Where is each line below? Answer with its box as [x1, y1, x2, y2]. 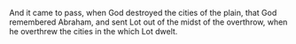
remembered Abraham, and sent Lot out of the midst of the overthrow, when [9, 17, 288, 27]
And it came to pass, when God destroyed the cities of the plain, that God [9, 8, 277, 18]
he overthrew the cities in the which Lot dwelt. [9, 26, 178, 36]
